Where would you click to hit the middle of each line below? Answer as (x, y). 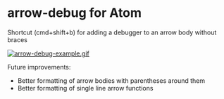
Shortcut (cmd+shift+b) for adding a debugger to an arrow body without (112, 32)
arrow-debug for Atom (75, 13)
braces (18, 39)
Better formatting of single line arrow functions (85, 88)
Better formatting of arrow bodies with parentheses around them (111, 80)
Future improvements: (39, 67)
